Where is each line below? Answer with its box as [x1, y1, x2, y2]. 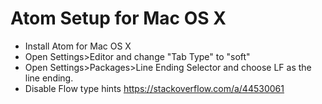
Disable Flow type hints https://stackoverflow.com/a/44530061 [24, 82, 285, 94]
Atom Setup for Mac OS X [10, 7, 227, 30]
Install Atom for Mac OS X [24, 40, 132, 52]
